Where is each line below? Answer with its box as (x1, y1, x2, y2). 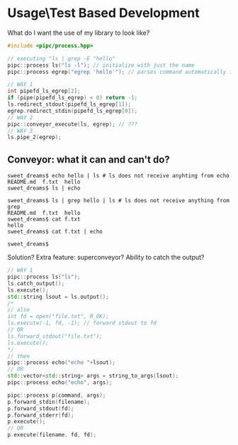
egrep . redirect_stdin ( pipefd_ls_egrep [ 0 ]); (7, 107, 138, 114)
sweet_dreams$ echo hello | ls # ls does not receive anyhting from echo (7, 172, 230, 180)
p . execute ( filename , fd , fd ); (7, 432, 97, 439)
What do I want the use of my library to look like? (7, 28, 150, 37)
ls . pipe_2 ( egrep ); (7, 133, 62, 141)
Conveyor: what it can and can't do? (7, 153, 170, 165)
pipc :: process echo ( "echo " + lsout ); (7, 359, 115, 366)
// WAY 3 (7, 127, 33, 134)
